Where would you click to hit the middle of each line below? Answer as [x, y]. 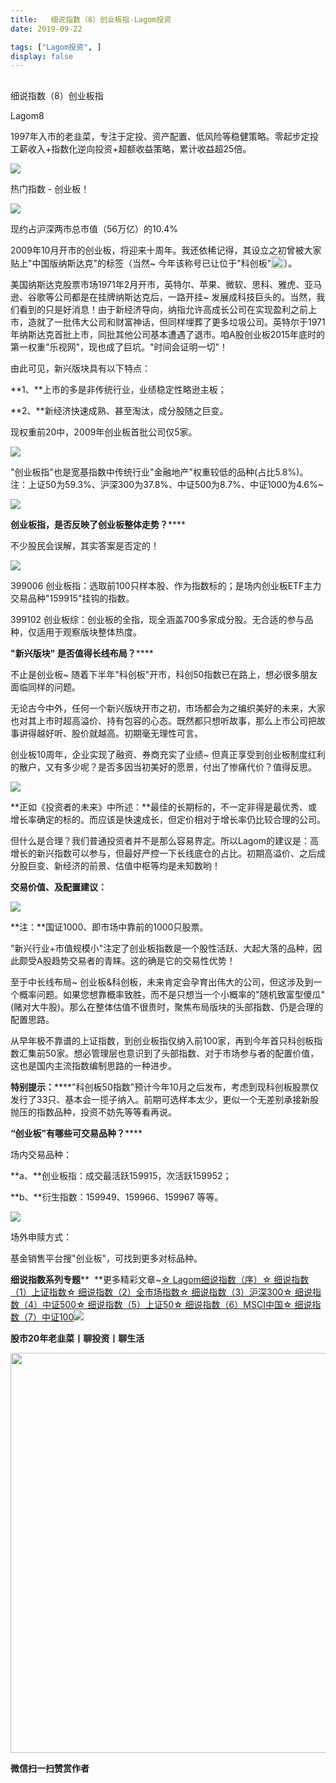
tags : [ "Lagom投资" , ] [56, 47]
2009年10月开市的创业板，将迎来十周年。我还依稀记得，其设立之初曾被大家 [166, 250]
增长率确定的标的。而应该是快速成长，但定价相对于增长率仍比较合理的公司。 [168, 819]
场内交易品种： [41, 1154]
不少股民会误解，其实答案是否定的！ [85, 545]
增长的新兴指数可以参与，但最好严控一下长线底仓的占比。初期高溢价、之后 [163, 853]
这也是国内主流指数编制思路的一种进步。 [93, 1065]
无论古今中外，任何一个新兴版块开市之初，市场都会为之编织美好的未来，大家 [168, 708]
